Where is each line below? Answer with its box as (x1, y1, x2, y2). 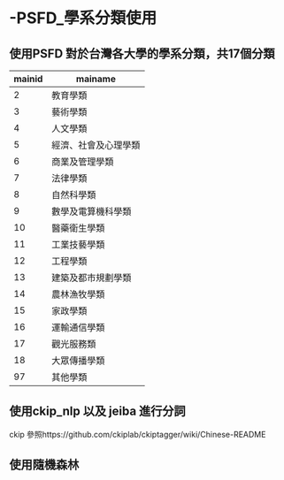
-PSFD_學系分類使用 (9, 8, 157, 28)
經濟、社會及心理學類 (51, 139, 141, 151)
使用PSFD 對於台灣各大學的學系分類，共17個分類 (9, 46, 276, 61)
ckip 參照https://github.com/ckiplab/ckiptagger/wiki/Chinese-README (9, 429, 266, 439)
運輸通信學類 (51, 322, 105, 333)
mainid (13, 72, 43, 85)
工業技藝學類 (51, 239, 105, 250)
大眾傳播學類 (51, 354, 105, 367)
